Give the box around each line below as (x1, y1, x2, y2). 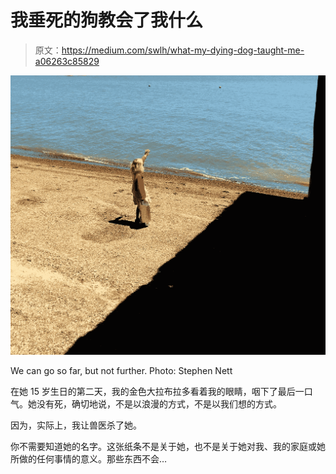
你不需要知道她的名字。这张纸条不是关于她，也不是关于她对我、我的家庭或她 (10, 441, 326, 453)
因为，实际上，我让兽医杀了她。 (10, 419, 142, 431)
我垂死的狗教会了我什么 (10, 9, 204, 32)
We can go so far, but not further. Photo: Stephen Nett (10, 365, 233, 377)
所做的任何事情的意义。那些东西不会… (10, 453, 168, 465)
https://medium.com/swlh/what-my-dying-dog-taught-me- (61, 44, 305, 56)
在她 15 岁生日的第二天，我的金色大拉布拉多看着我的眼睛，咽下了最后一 (10, 386, 305, 398)
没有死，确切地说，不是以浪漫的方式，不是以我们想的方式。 (36, 398, 282, 410)
